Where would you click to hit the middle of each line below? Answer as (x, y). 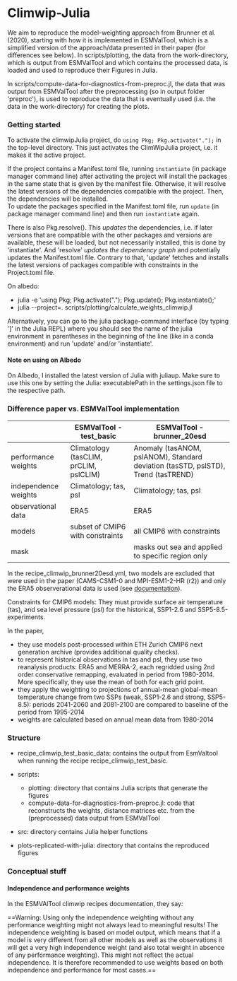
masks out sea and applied (178, 547)
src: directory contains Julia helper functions (83, 832)
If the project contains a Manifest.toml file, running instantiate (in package (117, 169)
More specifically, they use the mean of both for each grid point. (111, 682)
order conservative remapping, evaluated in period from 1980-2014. (116, 674)
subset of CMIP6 (98, 527)
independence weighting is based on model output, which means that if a (114, 933)
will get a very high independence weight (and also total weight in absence (116, 948)
